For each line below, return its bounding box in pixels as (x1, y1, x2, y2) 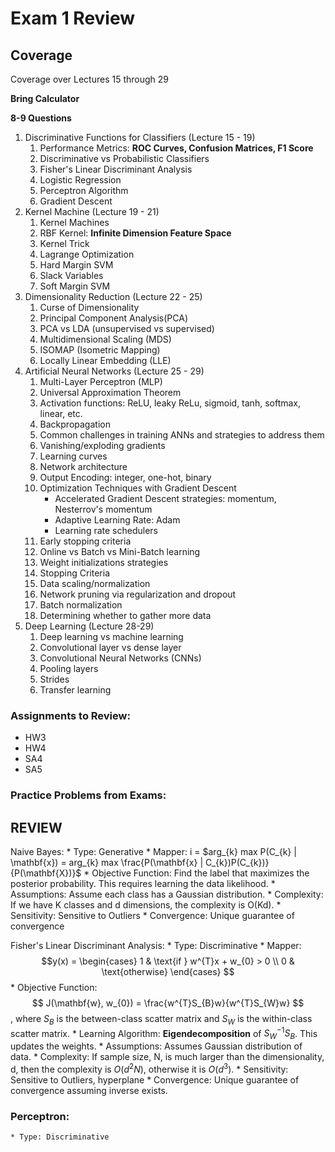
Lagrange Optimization (39, 248, 135, 260)
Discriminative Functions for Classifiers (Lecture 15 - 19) (24, 132, 256, 143)
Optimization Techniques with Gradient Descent (39, 482, 237, 494)
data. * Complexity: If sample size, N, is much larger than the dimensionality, (10, 1051, 325, 1063)
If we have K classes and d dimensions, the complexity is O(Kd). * (10, 899, 282, 911)
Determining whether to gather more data (39, 610, 212, 621)
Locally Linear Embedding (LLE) (39, 355, 172, 366)
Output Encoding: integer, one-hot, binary (39, 472, 212, 483)
